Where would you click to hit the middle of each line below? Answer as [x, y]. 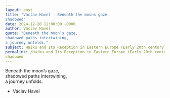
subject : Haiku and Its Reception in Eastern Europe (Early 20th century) [86, 47]
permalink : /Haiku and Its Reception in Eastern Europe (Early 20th [79, 52]
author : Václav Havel [28, 29]
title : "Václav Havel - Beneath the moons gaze [56, 15]
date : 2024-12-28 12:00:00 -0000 [40, 24]
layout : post [19, 10]
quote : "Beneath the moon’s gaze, [42, 33]
